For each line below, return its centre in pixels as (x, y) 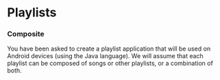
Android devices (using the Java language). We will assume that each (105, 56)
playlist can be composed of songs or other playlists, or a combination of (110, 64)
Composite (26, 34)
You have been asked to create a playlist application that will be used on (109, 49)
